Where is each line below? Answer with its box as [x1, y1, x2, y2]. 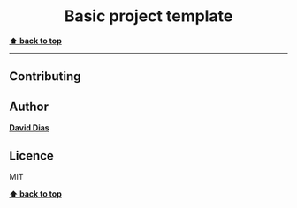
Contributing [9, 69, 81, 85]
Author [9, 99, 49, 114]
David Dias [9, 123, 50, 133]
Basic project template [64, 6, 233, 26]
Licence [9, 148, 55, 163]
